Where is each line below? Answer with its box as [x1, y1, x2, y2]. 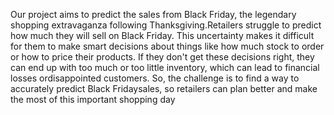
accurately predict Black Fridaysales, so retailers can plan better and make [10, 83, 318, 94]
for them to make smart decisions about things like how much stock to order [10, 40, 325, 52]
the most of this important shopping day [10, 94, 176, 105]
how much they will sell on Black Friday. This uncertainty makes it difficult [10, 30, 315, 41]
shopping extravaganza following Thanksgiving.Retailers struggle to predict [10, 19, 322, 31]
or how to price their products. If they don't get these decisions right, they [10, 51, 315, 63]
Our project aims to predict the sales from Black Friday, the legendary [10, 9, 297, 20]
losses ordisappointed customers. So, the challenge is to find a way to [10, 72, 300, 84]
